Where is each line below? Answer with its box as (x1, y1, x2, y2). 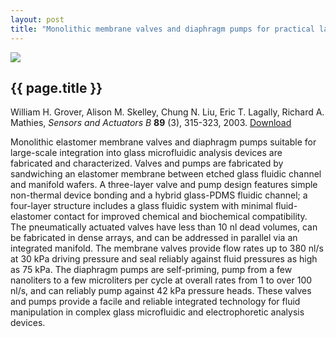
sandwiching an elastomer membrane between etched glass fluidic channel (10, 168, 322, 180)
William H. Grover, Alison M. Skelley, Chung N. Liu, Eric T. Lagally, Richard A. (10, 106, 325, 118)
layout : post (10, 14, 65, 25)
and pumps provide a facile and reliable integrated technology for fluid (10, 296, 301, 308)
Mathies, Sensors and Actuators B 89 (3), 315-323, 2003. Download (10, 117, 292, 129)
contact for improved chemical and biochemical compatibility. (53, 211, 308, 223)
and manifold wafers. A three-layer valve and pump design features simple (10, 179, 318, 191)
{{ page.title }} (10, 79, 103, 96)
